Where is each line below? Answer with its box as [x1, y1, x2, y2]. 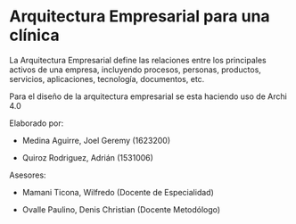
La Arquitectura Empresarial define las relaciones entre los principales [9, 54, 267, 65]
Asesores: [9, 170, 46, 180]
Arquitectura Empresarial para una [9, 6, 270, 27]
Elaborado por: [9, 118, 64, 129]
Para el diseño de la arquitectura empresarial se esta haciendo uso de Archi [9, 91, 287, 102]
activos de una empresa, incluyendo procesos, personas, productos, [9, 64, 261, 75]
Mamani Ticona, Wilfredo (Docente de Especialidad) [21, 187, 214, 197]
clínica [9, 25, 60, 46]
